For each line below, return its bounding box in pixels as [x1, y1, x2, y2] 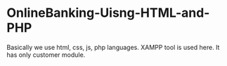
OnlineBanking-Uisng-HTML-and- [6, 5, 210, 21]
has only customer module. [6, 51, 86, 59]
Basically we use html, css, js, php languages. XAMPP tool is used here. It [6, 43, 220, 51]
